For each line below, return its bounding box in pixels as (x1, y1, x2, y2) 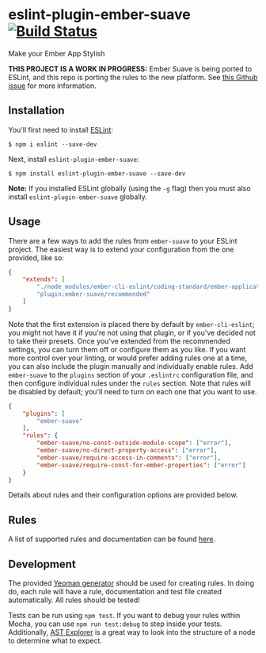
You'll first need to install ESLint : (8, 125, 113, 134)
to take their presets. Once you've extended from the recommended (8, 336, 231, 346)
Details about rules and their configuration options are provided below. (8, 490, 238, 500)
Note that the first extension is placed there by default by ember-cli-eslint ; (8, 319, 255, 328)
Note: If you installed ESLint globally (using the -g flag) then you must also (8, 183, 251, 193)
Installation (8, 104, 65, 117)
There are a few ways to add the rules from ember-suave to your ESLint (8, 236, 237, 245)
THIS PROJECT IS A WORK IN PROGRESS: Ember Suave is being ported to (8, 63, 253, 73)
